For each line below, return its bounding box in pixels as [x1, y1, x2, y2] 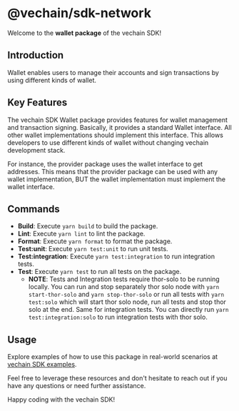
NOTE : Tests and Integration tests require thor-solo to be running [28, 275, 220, 283]
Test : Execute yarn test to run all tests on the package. [17, 268, 182, 276]
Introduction [7, 49, 64, 61]
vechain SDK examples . [7, 360, 77, 369]
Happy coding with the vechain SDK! [7, 395, 116, 404]
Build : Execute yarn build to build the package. [17, 222, 158, 230]
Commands [7, 203, 61, 215]
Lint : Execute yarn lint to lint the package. [17, 230, 146, 238]
